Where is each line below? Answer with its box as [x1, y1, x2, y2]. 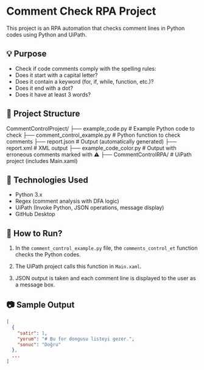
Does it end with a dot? [15, 84, 73, 92]
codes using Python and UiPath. [6, 31, 87, 38]
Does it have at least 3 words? [15, 90, 91, 98]
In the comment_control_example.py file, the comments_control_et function [15, 244, 198, 252]
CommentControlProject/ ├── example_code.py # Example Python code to [6, 125, 195, 132]
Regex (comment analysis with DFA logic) [15, 197, 120, 205]
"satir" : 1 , [17, 330, 47, 336]
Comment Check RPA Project [6, 4, 157, 18]
